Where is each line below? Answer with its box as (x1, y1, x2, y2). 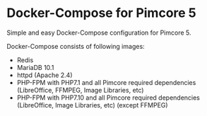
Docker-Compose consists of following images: (6, 42, 146, 50)
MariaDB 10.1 (16, 63, 54, 71)
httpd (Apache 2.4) (16, 71, 73, 79)
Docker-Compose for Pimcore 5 (6, 5, 197, 21)
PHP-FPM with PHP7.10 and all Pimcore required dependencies (16, 93, 201, 102)
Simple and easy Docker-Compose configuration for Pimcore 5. (6, 28, 191, 37)
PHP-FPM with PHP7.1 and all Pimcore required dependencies (16, 78, 196, 86)
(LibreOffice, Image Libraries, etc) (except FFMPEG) (16, 100, 168, 109)
